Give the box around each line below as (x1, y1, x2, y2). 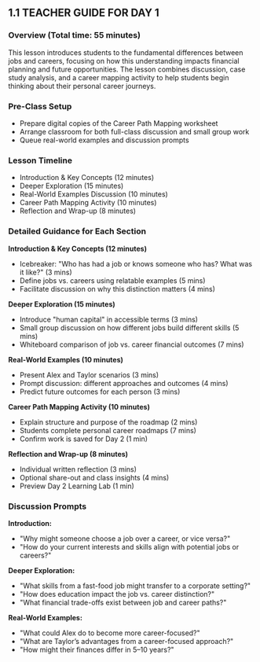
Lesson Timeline (8, 155, 73, 166)
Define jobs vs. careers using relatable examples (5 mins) (19, 275, 206, 285)
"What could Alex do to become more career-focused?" (19, 628, 200, 638)
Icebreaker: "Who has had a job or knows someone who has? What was (19, 259, 253, 268)
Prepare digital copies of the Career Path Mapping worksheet (19, 118, 218, 128)
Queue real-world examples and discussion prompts (19, 135, 190, 145)
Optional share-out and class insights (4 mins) (19, 473, 170, 482)
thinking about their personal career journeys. (8, 81, 156, 90)
